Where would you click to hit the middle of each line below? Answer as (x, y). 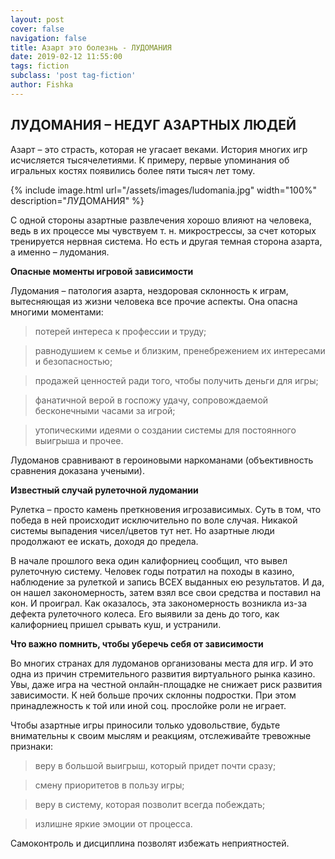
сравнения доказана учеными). (77, 470)
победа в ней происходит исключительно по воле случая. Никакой (154, 520)
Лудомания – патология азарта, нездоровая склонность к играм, (149, 290)
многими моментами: (57, 312)
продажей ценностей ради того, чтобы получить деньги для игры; (176, 380)
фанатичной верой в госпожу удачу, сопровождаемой (151, 400)
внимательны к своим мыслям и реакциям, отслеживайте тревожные (161, 735)
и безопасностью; (73, 361)
